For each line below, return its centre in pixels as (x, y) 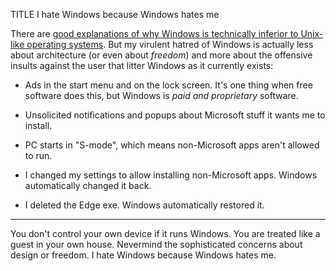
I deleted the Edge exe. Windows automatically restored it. (144, 205)
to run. (38, 155)
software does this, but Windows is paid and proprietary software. (161, 95)
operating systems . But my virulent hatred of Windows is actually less (170, 44)
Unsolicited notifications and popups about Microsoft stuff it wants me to (175, 115)
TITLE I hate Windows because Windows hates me (115, 14)
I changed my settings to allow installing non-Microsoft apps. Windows (171, 175)
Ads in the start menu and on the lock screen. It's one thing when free (168, 85)
